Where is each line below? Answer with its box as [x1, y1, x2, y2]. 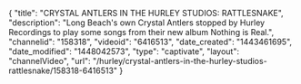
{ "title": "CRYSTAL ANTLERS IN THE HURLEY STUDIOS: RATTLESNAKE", [8, 8, 284, 18]
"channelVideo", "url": [8, 56, 92, 66]
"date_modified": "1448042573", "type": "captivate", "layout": [8, 46, 240, 57]
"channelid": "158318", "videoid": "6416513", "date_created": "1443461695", [8, 36, 293, 47]
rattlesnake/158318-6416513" [8, 65, 118, 76]
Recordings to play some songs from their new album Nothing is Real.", [8, 27, 275, 37]
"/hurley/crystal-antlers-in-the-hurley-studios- [93, 56, 267, 66]
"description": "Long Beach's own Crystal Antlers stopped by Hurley [8, 17, 266, 28]
